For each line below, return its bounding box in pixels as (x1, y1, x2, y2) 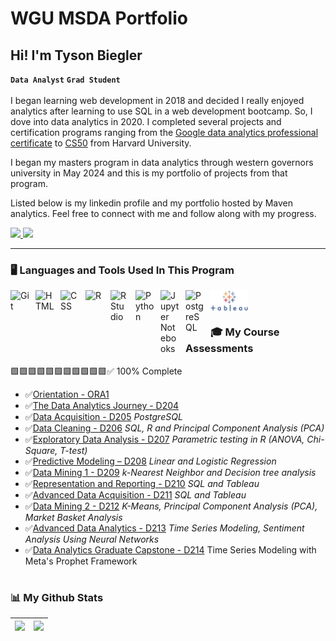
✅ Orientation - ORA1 (24, 388, 110, 400)
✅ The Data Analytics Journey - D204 (24, 399, 180, 411)
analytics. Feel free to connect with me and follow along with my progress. (10, 208, 317, 219)
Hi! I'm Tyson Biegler (10, 47, 143, 64)
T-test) (59, 444, 88, 456)
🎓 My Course (210, 325, 280, 339)
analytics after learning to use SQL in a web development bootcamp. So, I (10, 105, 313, 117)
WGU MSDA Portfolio (10, 7, 188, 30)
